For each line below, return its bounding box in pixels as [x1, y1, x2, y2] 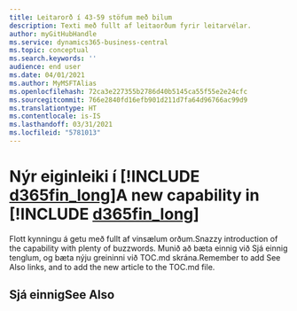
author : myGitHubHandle [9, 29, 98, 38]
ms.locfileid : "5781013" [9, 128, 101, 137]
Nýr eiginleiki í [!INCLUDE [9, 167, 200, 187]
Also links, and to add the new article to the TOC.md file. [9, 261, 215, 272]
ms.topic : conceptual [9, 46, 90, 55]
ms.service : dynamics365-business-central [9, 37, 168, 47]
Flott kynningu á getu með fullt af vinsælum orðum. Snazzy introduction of [9, 233, 278, 244]
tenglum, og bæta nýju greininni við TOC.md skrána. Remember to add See [9, 252, 281, 262]
